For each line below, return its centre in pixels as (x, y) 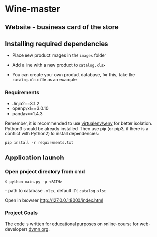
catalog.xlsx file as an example (44, 80)
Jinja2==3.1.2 (26, 103)
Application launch (35, 158)
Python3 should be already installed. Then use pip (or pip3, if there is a (77, 128)
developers (16, 229)
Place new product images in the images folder (59, 55)
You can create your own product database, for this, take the (74, 75)
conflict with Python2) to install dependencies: (52, 133)
